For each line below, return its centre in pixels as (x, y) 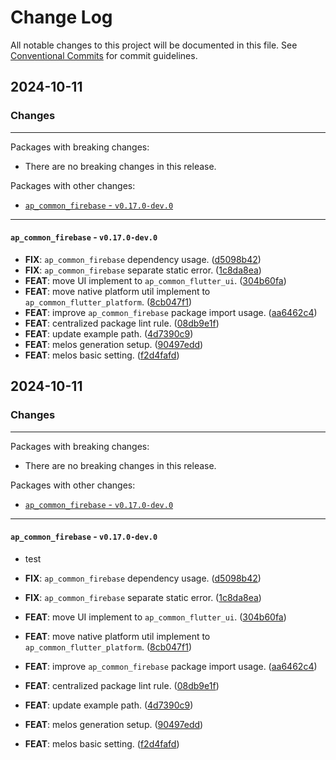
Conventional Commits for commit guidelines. (104, 55)
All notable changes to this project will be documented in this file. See (154, 45)
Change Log (61, 17)
